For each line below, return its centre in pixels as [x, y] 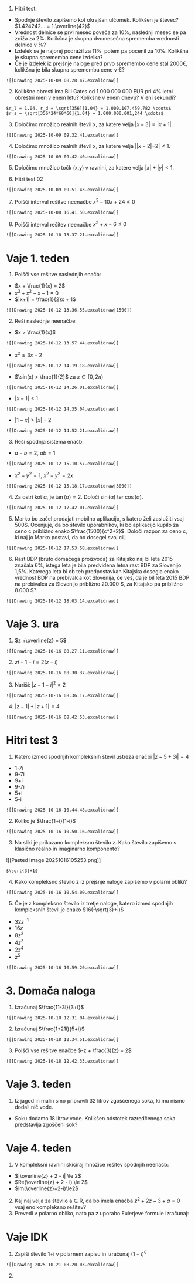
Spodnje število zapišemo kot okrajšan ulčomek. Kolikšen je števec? [96, 20]
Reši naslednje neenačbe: [46, 321]
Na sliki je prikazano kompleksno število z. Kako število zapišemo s [95, 842]
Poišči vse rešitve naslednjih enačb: [58, 275]
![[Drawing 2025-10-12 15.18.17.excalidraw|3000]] [69, 486]
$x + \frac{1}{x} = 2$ [40, 286]
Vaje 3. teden [39, 1084]
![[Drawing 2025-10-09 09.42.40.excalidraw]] [62, 157]
